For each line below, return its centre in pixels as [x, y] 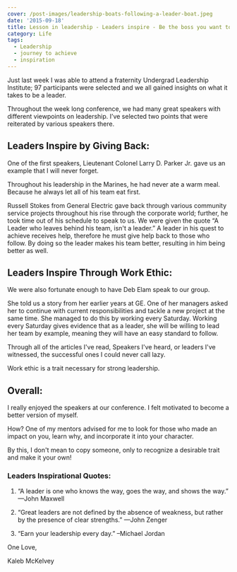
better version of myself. [43, 415]
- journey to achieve [45, 54]
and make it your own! [39, 457]
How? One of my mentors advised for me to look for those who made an [112, 429]
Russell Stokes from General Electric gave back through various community [117, 205]
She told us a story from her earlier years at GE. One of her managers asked [118, 303]
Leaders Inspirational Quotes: [59, 476]
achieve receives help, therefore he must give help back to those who [109, 235]
